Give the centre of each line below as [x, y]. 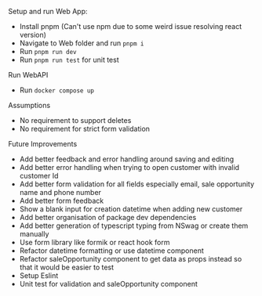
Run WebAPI [28, 75]
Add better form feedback [62, 200]
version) [33, 35]
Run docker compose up [56, 90]
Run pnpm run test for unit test [69, 60]
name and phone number [60, 192]
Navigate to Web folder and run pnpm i [82, 43]
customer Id [39, 176]
